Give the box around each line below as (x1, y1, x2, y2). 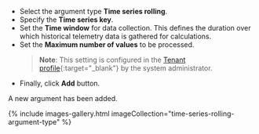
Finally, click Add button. (19, 78, 100, 88)
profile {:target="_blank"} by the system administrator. (38, 63, 213, 73)
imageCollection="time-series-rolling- (111, 109, 235, 118)
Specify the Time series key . (19, 15, 114, 24)
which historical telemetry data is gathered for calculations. (19, 31, 212, 41)
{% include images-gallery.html (8, 109, 110, 118)
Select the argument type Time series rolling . (19, 7, 168, 16)
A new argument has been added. (8, 94, 118, 103)
